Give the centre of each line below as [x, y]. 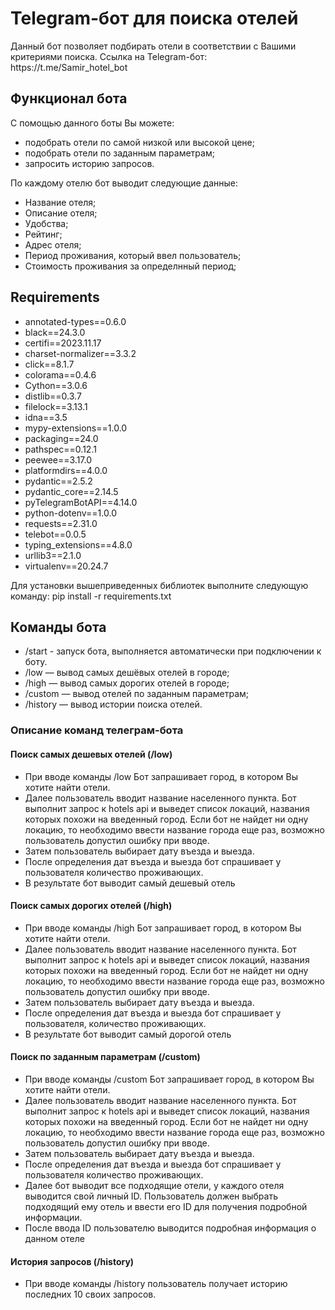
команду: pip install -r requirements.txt [91, 596]
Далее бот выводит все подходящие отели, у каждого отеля [154, 1185]
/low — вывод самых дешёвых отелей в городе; [127, 673]
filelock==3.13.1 [56, 406]
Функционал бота [69, 98]
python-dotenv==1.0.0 [70, 513]
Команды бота [58, 627]
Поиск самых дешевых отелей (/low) [91, 754]
